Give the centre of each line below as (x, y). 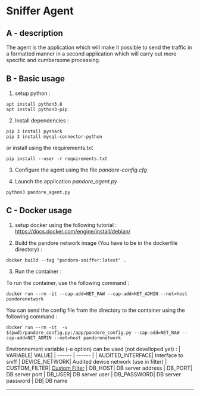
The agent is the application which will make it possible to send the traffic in (99, 47)
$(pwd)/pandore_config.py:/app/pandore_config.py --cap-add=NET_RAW (93, 333)
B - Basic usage (36, 79)
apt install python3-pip (37, 109)
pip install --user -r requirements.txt (57, 159)
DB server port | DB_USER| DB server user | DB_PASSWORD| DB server (94, 374)
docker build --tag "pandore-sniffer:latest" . (66, 260)
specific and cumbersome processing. (53, 60)
